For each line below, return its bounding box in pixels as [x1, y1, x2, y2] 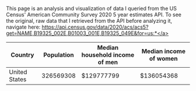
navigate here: [6, 23, 41, 30]
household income [81, 51, 135, 59]
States [9, 75, 27, 83]
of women [149, 55, 178, 62]
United [9, 68, 27, 76]
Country [10, 51, 34, 59]
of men [97, 58, 118, 66]
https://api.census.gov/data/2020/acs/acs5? [41, 23, 149, 30]
